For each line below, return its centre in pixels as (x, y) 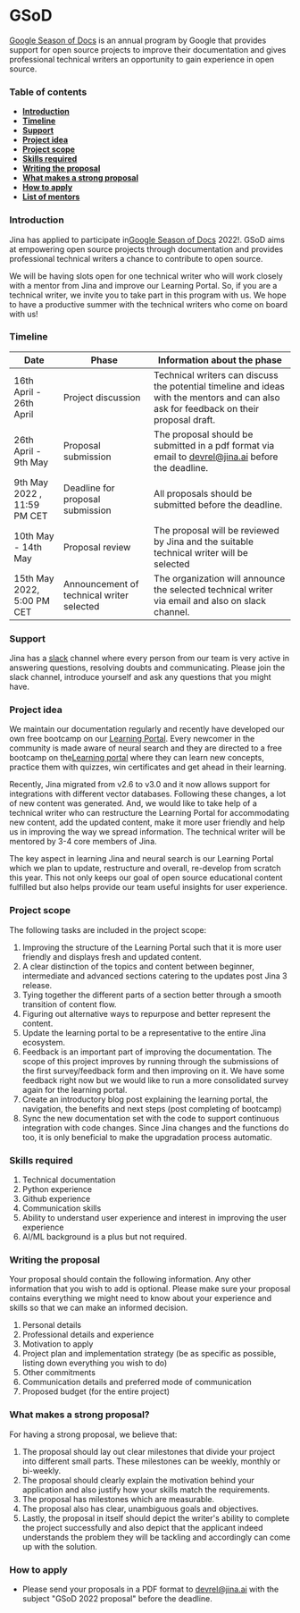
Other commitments (59, 1373)
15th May (34, 578)
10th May (34, 535)
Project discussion (102, 397)
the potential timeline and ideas (219, 386)
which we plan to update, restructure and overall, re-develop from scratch (145, 869)
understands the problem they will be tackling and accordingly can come (156, 1537)
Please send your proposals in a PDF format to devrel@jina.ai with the (150, 1589)
